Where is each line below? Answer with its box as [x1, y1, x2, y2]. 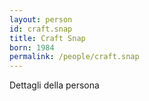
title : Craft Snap [9, 33, 86, 43]
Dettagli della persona [9, 79, 100, 91]
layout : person [9, 14, 73, 25]
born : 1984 [9, 42, 55, 53]
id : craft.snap [9, 24, 73, 34]
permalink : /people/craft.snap [9, 52, 140, 62]
